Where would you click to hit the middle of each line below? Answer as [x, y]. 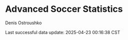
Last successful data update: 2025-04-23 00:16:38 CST [63, 32]
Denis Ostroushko [24, 23]
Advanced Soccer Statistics [64, 9]
